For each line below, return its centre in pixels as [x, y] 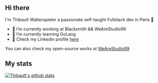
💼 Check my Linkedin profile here [45, 39]
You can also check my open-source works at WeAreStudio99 [67, 48]
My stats [19, 64]
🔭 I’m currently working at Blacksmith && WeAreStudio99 [69, 29]
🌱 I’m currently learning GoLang [44, 34]
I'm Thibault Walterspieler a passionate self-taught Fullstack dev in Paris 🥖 [79, 19]
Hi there [18, 8]
